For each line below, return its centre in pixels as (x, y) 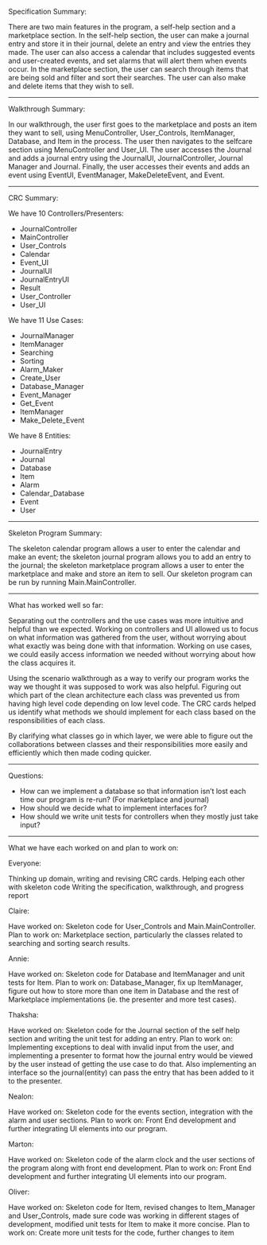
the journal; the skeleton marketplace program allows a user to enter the (126, 565)
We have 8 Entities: (40, 436)
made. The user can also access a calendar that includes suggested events (132, 52)
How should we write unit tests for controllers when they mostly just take (139, 816)
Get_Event (37, 403)
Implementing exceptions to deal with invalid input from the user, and (121, 1047)
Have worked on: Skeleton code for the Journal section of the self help (124, 1030)
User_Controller (45, 296)
